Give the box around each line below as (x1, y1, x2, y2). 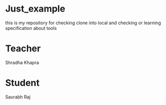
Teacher (5, 43, 41, 55)
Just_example (5, 3, 66, 15)
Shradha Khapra (5, 59, 39, 66)
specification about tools (5, 25, 57, 31)
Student (5, 77, 40, 89)
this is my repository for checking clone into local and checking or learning (5, 20, 161, 26)
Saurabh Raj (5, 94, 31, 100)
